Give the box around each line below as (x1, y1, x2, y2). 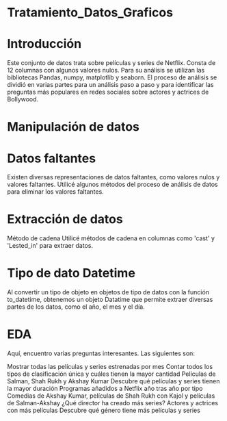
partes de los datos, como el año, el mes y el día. (7, 303, 145, 311)
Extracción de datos (7, 212, 123, 227)
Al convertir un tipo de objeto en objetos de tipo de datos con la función (7, 288, 210, 296)
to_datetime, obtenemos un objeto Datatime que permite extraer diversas (7, 296, 213, 304)
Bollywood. (7, 95, 39, 103)
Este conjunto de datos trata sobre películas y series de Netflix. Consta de (7, 59, 216, 67)
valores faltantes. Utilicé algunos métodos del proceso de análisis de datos (7, 180, 218, 189)
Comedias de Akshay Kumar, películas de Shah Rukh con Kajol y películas (7, 392, 215, 400)
